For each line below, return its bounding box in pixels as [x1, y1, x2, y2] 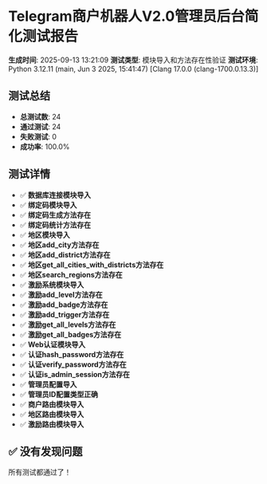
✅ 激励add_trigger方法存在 [19, 309, 110, 319]
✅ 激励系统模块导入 [19, 280, 84, 289]
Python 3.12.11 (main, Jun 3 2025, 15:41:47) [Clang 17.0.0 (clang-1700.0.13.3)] [8, 64, 259, 73]
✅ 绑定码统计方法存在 [19, 220, 92, 230]
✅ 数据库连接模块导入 [19, 190, 92, 199]
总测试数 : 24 [19, 112, 61, 121]
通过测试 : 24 [19, 121, 61, 132]
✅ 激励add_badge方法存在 [19, 300, 108, 309]
